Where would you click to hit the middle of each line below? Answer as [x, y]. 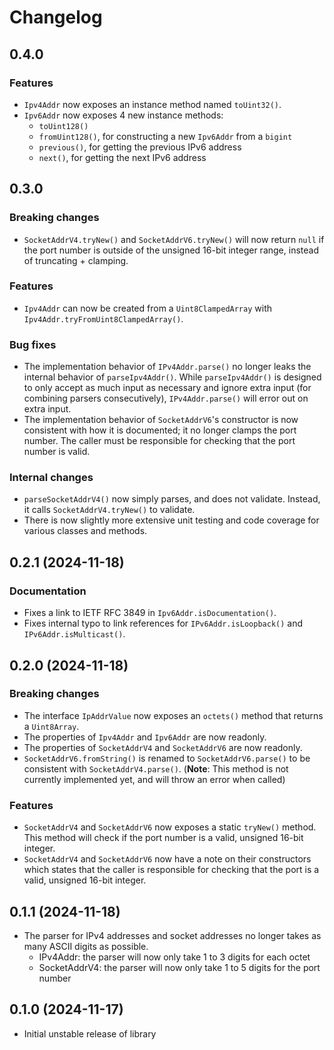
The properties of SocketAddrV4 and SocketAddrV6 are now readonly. [163, 747]
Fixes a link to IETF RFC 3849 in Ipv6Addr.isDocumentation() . [150, 613]
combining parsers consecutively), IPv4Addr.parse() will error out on [166, 398]
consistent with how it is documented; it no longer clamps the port [160, 430]
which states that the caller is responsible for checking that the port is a [171, 870]
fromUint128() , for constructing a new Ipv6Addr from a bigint [165, 136]
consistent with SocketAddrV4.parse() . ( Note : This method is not [156, 768]
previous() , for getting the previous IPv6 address [140, 147]
